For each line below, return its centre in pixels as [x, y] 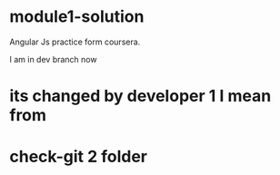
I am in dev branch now [53, 59]
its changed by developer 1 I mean [140, 96]
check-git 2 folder [79, 157]
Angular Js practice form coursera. [75, 42]
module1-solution [77, 17]
